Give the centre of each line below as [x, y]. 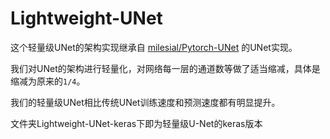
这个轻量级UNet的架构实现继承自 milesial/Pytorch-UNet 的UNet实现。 [154, 47]
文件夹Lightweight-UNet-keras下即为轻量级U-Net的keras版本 [136, 123]
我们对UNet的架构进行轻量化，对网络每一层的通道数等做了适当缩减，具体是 [165, 68]
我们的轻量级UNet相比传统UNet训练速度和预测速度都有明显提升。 [145, 102]
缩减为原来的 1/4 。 [48, 81]
